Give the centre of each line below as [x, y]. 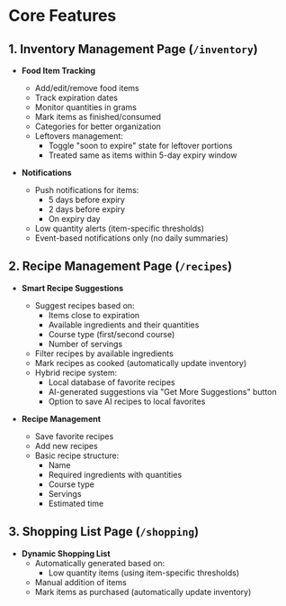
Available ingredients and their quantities [124, 325]
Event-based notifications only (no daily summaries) [131, 238]
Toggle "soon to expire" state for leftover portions [140, 146]
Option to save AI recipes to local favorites [127, 401]
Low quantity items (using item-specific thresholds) [144, 573]
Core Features [63, 16]
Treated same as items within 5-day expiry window [143, 155]
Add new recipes [66, 445]
